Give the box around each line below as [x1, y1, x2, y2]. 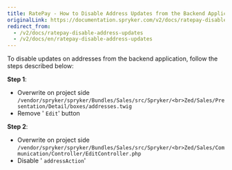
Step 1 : [7, 75, 27, 83]
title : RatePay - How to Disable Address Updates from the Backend [7, 10, 206, 17]
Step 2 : [7, 123, 28, 131]
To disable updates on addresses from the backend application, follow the [7, 54, 218, 63]
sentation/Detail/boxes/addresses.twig [17, 103, 133, 110]
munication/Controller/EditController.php [17, 151, 142, 158]
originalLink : [7, 17, 48, 23]
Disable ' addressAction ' [17, 156, 86, 165]
